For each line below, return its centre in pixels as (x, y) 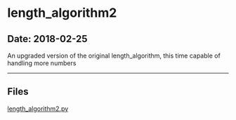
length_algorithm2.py (38, 108)
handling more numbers (42, 63)
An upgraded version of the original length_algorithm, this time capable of (114, 55)
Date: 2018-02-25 (47, 39)
